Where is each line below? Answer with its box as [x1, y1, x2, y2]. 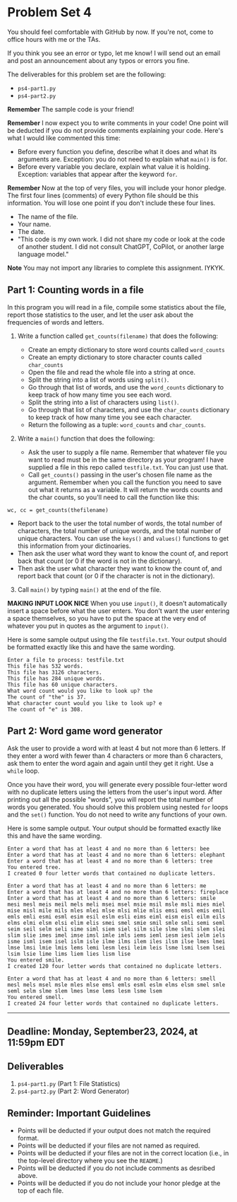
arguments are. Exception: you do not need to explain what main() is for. [17, 155, 228, 163]
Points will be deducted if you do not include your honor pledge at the [17, 1179, 221, 1187]
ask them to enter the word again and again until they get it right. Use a [7, 759, 214, 767]
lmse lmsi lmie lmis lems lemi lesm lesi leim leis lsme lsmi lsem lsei [7, 944, 226, 951]
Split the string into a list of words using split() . [28, 375, 169, 384]
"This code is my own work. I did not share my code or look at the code [17, 235, 226, 243]
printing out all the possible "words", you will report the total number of [7, 795, 214, 803]
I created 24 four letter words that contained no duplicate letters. [7, 1000, 219, 1007]
